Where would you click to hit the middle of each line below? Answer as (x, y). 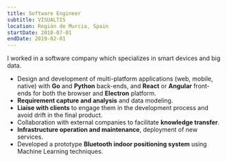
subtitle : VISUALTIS (37, 20)
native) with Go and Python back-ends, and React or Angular (104, 86)
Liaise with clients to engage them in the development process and (112, 108)
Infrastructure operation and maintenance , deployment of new (107, 130)
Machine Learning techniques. (60, 152)
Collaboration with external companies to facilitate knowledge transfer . (118, 122)
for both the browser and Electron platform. (95, 94)
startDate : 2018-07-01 (39, 32)
